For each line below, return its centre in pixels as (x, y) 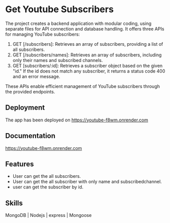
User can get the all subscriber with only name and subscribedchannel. (87, 182)
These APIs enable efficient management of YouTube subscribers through (82, 86)
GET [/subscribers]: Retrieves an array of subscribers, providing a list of (88, 44)
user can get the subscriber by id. (48, 187)
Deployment (25, 108)
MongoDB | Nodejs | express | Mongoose (48, 215)
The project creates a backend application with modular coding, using (78, 23)
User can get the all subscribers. (47, 176)
